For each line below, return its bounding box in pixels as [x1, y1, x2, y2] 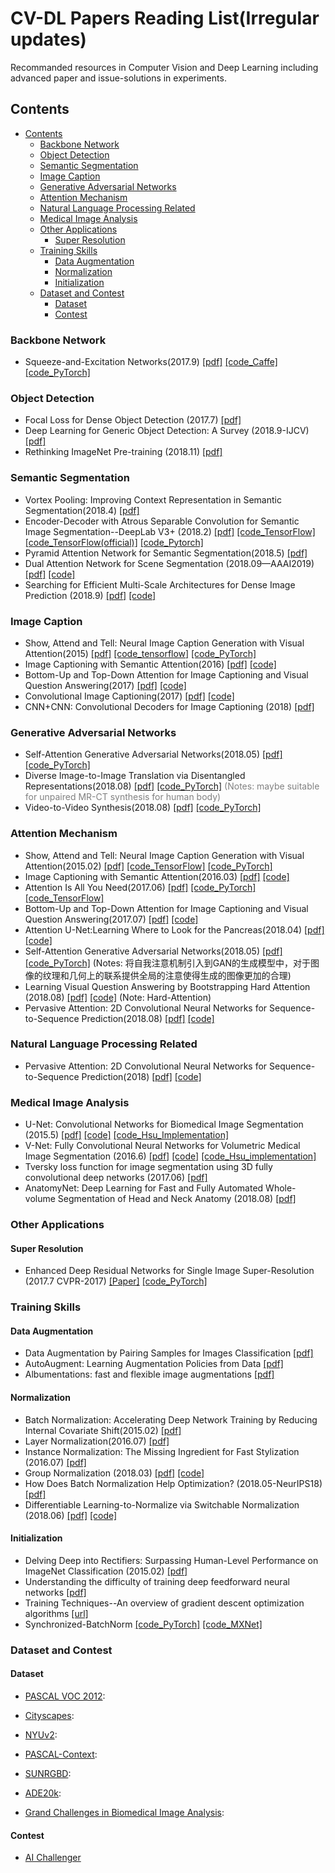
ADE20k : [24, 1787, 62, 1799]
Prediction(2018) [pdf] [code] [81, 1070, 202, 1082]
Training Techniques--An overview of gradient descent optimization [24, 1597, 305, 1609]
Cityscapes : [24, 1709, 75, 1721]
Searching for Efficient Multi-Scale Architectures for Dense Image [24, 578, 296, 591]
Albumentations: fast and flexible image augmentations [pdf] [24, 1368, 275, 1381]
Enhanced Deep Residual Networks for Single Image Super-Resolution [24, 1265, 315, 1277]
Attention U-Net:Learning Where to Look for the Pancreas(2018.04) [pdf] [24, 923, 325, 936]
